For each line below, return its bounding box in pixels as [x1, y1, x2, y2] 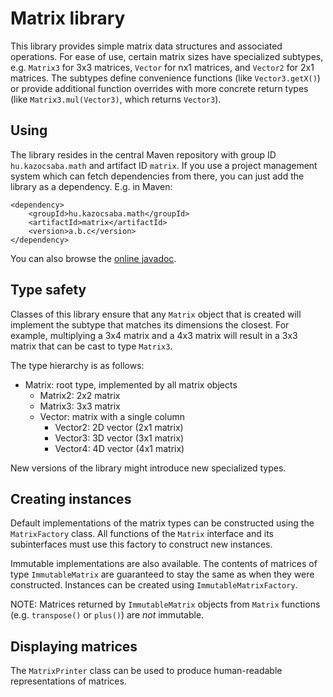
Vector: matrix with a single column [39, 410, 186, 422]
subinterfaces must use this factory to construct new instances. [10, 538, 273, 551]
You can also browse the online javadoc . [10, 252, 177, 264]
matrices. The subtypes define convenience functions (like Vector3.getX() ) [10, 72, 321, 84]
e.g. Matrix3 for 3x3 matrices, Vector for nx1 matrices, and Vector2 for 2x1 [10, 61, 315, 73]
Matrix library [10, 7, 126, 30]
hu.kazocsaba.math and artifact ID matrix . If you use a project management [10, 159, 318, 171]
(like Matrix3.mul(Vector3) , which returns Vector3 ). [10, 93, 222, 105]
